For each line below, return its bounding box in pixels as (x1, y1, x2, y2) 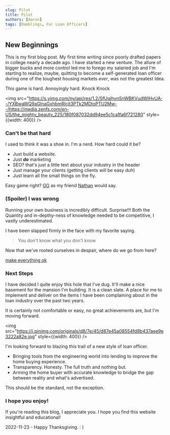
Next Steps (5, 270, 34, 277)
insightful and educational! (5, 414, 61, 420)
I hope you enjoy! (5, 397, 49, 404)
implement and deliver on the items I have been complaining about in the (5, 292, 158, 298)
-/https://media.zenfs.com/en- (5, 106, 70, 112)
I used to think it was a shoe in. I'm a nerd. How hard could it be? (5, 141, 141, 148)
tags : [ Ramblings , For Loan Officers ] (5, 21, 88, 27)
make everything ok (5, 257, 47, 263)
